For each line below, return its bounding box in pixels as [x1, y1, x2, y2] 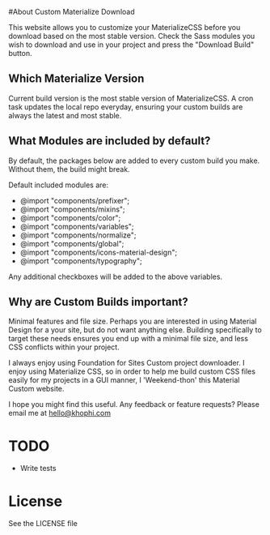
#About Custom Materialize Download [8, 7, 135, 16]
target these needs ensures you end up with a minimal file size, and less [8, 334, 249, 344]
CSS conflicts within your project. [8, 342, 120, 352]
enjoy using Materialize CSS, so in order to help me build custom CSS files [8, 366, 256, 376]
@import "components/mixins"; [19, 204, 125, 214]
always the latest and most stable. [8, 110, 122, 120]
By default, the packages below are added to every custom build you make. [8, 156, 260, 165]
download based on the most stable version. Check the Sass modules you [8, 32, 255, 41]
